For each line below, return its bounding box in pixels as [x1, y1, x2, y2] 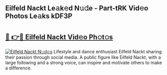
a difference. [5, 65, 32, 71]
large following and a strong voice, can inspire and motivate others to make [5, 60, 162, 65]
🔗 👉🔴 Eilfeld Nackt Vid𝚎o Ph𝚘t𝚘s [5, 33, 113, 41]
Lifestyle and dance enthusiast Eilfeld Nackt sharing [53, 49, 162, 54]
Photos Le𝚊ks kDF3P [5, 12, 72, 21]
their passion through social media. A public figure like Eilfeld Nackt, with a [5, 54, 161, 60]
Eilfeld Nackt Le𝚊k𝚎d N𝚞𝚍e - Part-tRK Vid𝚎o [5, 4, 148, 13]
